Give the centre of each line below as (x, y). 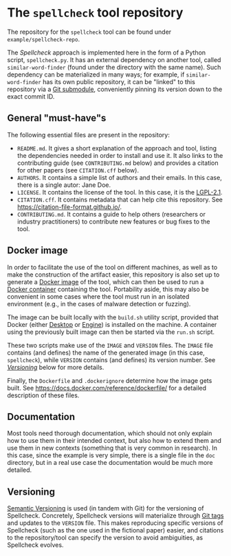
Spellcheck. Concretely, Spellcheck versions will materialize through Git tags (115, 516)
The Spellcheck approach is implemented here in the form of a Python (107, 52)
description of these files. (43, 395)
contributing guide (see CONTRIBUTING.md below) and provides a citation (118, 163)
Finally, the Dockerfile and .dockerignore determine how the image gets (110, 380)
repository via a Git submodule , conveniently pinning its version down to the (115, 89)
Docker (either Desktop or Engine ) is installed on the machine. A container (112, 324)
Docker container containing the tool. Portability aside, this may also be (108, 289)
